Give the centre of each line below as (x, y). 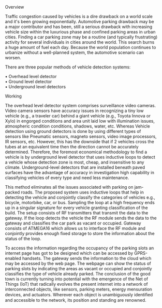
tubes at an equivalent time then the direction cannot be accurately (72, 147)
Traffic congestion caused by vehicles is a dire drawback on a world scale (79, 16)
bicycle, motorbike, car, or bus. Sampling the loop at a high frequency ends (80, 203)
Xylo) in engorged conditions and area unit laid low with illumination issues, (80, 121)
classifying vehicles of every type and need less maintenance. (67, 178)
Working (13, 96)
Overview (15, 7)
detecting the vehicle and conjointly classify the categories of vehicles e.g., (80, 197)
